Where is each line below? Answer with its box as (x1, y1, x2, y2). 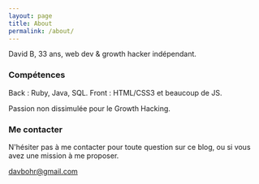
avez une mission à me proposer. (8, 151, 119, 160)
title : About (8, 19, 53, 28)
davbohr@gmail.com (8, 166, 79, 176)
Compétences (8, 70, 66, 81)
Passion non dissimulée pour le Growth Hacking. (8, 103, 171, 113)
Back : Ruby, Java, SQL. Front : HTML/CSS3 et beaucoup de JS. (8, 88, 222, 97)
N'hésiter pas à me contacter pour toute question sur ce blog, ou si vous (8, 142, 251, 152)
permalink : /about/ (8, 27, 75, 35)
